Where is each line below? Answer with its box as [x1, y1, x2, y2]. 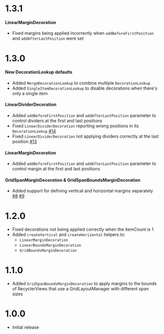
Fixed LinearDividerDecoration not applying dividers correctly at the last [12, 133, 159, 139]
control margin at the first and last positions [12, 166, 100, 172]
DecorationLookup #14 [12, 128, 56, 134]
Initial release [12, 324, 39, 331]
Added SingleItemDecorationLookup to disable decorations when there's [12, 85, 158, 91]
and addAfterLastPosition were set [12, 35, 84, 42]
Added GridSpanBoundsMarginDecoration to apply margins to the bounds [12, 281, 157, 286]
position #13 [12, 138, 37, 144]
